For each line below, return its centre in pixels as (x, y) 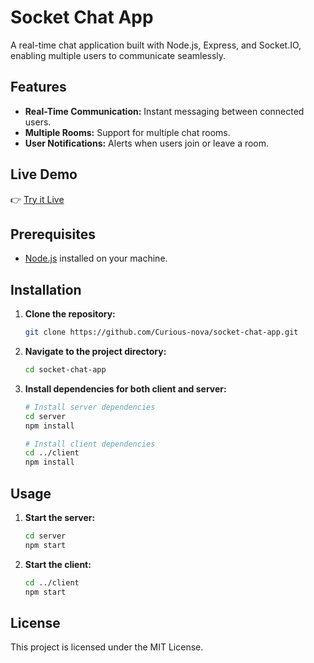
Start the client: (58, 564)
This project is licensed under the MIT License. (107, 647)
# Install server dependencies (90, 407)
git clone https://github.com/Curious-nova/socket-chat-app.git (161, 332)
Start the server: (60, 517)
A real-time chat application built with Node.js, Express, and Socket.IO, (156, 45)
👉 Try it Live (37, 199)
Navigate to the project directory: (95, 352)
